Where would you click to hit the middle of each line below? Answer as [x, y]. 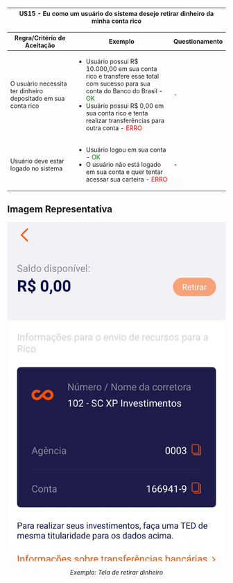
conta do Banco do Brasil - [124, 90]
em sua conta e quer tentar [124, 172]
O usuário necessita [38, 83]
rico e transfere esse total [122, 76]
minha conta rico [116, 21]
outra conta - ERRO [114, 128]
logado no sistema [36, 168]
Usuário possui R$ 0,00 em [125, 106]
